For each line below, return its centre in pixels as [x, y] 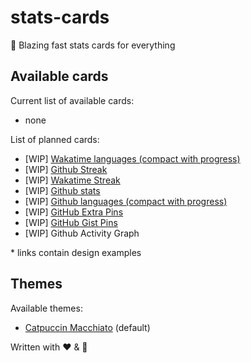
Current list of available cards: [72, 100]
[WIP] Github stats [62, 190]
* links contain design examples [76, 252]
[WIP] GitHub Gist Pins [71, 222]
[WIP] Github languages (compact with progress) [126, 201]
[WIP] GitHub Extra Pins [74, 212]
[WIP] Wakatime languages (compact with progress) [132, 158]
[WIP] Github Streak [66, 169]
